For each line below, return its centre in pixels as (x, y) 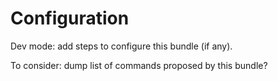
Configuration (70, 18)
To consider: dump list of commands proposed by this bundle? (139, 65)
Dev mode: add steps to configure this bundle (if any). (121, 46)
